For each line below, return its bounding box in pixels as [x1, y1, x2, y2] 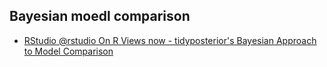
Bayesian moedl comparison [9, 8, 191, 25]
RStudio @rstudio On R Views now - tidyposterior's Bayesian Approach [23, 34, 317, 46]
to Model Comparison [23, 45, 114, 57]
